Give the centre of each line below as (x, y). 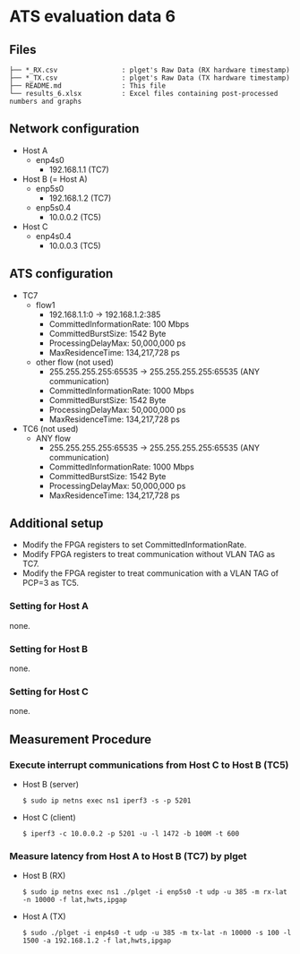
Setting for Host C (49, 692)
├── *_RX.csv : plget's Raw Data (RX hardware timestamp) (150, 70)
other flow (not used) (75, 362)
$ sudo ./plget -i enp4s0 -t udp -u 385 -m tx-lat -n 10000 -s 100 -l (157, 933)
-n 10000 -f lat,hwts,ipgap (74, 900)
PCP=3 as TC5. (50, 583)
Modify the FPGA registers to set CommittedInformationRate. (134, 545)
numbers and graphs (46, 101)
